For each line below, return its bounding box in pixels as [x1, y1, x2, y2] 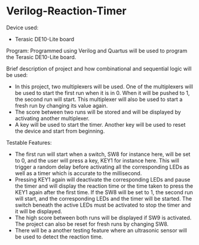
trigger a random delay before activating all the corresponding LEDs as [14, 163, 189, 170]
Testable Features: [6, 139, 52, 146]
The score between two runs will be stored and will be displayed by [14, 108, 181, 115]
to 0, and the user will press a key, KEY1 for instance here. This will [14, 157, 179, 164]
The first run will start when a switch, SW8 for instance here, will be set [14, 151, 191, 158]
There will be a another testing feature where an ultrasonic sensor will [14, 226, 187, 234]
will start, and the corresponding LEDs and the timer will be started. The [14, 195, 192, 202]
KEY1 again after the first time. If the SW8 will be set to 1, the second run [14, 188, 193, 195]
